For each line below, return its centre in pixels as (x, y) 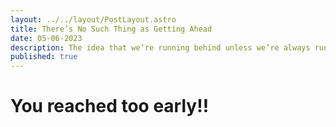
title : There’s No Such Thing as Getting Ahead (111, 29)
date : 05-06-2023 (46, 38)
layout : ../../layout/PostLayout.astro (93, 19)
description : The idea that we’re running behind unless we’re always (160, 47)
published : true (44, 57)
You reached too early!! (110, 106)
